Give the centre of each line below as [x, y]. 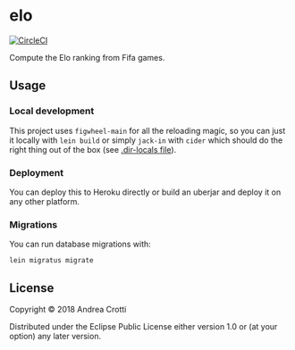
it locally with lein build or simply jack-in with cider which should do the [146, 140]
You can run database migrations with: [80, 244]
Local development [52, 111]
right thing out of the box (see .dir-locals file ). [93, 149]
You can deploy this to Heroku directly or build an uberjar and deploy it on [145, 192]
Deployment [37, 172]
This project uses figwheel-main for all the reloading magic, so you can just [147, 130]
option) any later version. [55, 337]
